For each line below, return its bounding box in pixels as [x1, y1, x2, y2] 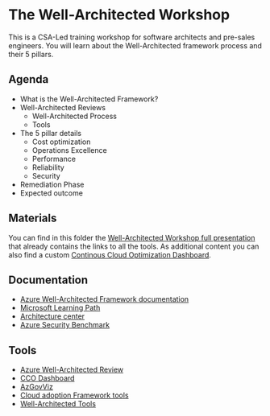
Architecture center [19, 311, 85, 321]
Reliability [31, 163, 64, 172]
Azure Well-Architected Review [19, 365, 123, 375]
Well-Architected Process [31, 111, 117, 121]
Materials [8, 212, 57, 225]
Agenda [8, 72, 49, 86]
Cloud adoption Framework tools [19, 390, 129, 400]
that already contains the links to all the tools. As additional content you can [8, 241, 260, 251]
